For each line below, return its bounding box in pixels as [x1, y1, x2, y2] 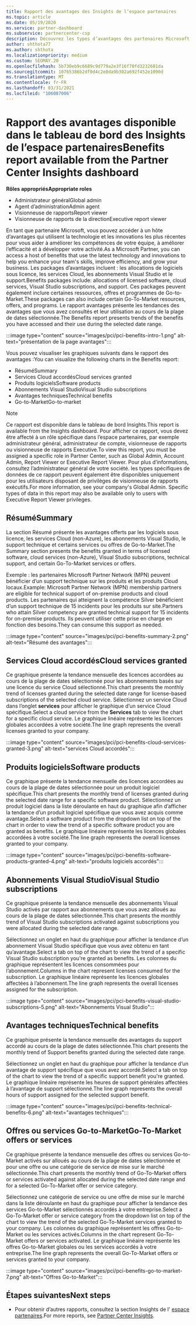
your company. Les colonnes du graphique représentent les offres [6, 1225, 166, 1232]
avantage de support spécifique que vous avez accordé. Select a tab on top [6, 1066, 188, 1073]
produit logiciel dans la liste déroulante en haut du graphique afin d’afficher [6, 803, 187, 810]
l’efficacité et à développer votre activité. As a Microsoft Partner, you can [6, 245, 180, 253]
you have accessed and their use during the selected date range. [6, 320, 163, 327]
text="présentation [6, 338, 51, 345]
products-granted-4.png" [6, 858, 68, 865]
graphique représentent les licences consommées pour [6, 961, 139, 968]
